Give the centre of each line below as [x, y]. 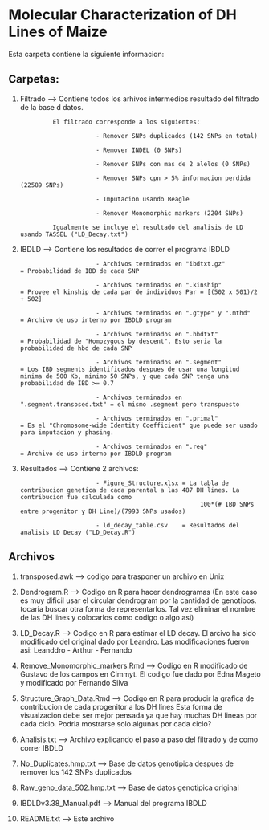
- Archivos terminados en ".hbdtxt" [157, 334]
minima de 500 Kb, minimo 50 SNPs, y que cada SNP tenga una [124, 376]
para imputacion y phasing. [67, 432]
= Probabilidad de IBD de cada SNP [79, 271]
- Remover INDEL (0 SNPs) [139, 150]
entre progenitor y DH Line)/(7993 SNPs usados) [103, 511]
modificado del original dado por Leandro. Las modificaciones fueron [134, 641]
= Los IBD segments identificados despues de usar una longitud [130, 369]
